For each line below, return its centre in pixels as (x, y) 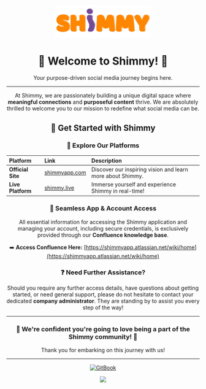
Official (19, 169)
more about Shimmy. (117, 175)
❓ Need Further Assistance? (103, 272)
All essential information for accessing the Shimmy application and (103, 221)
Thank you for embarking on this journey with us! (103, 350)
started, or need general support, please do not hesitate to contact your (103, 295)
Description (106, 160)
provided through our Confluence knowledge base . (103, 235)
